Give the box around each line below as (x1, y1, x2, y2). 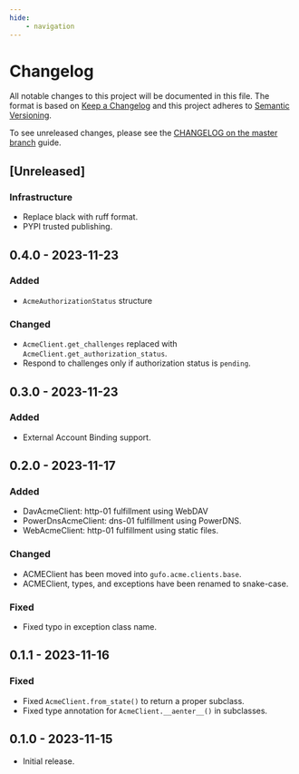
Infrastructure (9, 191, 73, 203)
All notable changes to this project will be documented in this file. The (9, 91, 270, 102)
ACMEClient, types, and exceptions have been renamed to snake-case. (22, 578, 289, 589)
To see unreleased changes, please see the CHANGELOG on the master (9, 128, 278, 139)
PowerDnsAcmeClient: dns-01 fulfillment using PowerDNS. (22, 515, 242, 526)
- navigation (25, 22, 75, 31)
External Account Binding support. (22, 432, 151, 443)
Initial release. (22, 755, 75, 767)
